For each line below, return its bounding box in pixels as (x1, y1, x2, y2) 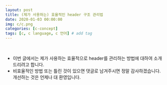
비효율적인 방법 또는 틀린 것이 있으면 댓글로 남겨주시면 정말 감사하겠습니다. (12, 68, 161, 74)
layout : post (5, 7, 33, 13)
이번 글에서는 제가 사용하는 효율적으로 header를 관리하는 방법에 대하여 (12, 55, 153, 61)
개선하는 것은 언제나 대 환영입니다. (12, 74, 81, 80)
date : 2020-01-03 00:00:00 (5, 17, 63, 22)
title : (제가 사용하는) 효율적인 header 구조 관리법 (5, 12, 103, 17)
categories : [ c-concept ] (5, 26, 58, 31)
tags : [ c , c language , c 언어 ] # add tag (5, 31, 93, 36)
